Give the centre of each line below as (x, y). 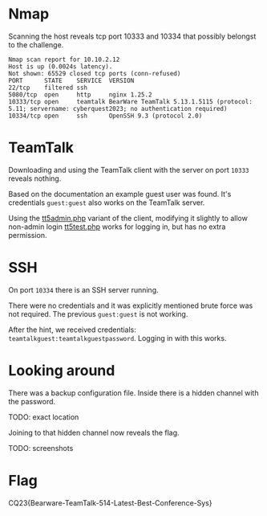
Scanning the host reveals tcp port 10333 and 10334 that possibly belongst (132, 36)
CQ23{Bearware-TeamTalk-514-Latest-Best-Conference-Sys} (110, 502)
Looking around (62, 371)
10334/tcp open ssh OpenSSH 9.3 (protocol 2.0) (105, 116)
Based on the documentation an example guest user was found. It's (120, 194)
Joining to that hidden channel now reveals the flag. (94, 432)
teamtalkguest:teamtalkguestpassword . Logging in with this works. (117, 338)
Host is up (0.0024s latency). (61, 66)
